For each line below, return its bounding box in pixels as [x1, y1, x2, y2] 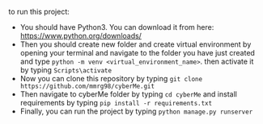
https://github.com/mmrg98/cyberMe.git [19, 82, 155, 90]
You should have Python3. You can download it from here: [19, 23, 214, 31]
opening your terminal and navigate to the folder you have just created [19, 48, 255, 57]
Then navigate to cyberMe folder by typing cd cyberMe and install [19, 89, 237, 99]
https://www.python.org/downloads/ [19, 31, 142, 40]
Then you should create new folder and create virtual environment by [19, 39, 252, 49]
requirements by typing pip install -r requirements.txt [19, 98, 213, 107]
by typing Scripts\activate [19, 65, 112, 75]
